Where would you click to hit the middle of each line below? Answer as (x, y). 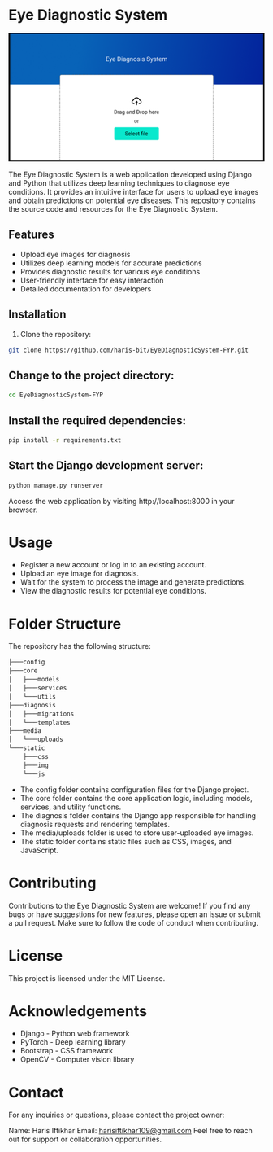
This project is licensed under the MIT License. (87, 978)
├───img (36, 765)
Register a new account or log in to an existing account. (113, 565)
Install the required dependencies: (97, 421)
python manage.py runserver (56, 485)
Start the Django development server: (106, 466)
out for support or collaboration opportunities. (85, 1139)
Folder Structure (65, 624)
